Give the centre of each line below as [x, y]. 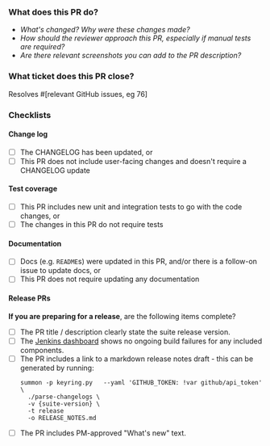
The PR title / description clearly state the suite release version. [125, 332]
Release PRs [29, 298]
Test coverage [33, 189]
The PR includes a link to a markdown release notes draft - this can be [137, 359]
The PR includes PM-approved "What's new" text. [103, 433]
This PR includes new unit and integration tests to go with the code [131, 207]
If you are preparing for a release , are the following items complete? [122, 316]
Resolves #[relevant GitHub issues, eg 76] [78, 94]
